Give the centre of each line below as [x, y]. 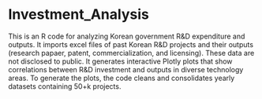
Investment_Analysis [79, 15]
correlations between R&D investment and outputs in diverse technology [126, 69]
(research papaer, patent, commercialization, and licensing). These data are [131, 53]
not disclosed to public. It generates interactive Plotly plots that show [120, 61]
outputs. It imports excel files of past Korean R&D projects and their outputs [131, 44]
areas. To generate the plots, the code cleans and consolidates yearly [122, 78]
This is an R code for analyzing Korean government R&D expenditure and [127, 36]
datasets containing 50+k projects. [65, 86]
